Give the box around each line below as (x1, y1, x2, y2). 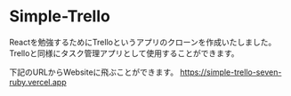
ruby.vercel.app (9, 76, 67, 87)
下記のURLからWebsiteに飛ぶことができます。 (9, 67, 179, 77)
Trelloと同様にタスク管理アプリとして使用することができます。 (9, 47, 239, 59)
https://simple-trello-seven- (180, 67, 282, 77)
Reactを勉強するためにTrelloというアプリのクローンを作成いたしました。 (9, 36, 277, 47)
